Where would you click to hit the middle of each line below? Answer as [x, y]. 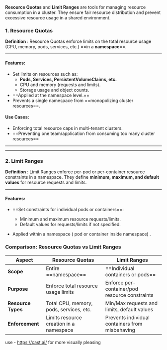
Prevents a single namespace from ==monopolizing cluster [73, 100]
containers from [124, 324]
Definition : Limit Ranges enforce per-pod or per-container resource [75, 172]
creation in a [60, 324]
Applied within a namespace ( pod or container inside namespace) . [82, 234]
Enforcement [23, 324]
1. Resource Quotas [29, 30]
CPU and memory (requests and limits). [60, 85]
